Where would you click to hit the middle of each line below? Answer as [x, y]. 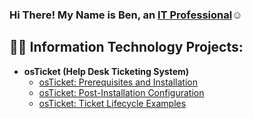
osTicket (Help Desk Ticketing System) [106, 71]
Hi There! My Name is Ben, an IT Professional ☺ [126, 15]
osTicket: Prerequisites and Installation [118, 82]
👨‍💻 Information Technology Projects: [126, 47]
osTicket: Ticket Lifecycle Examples [112, 103]
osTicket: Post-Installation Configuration [121, 92]
